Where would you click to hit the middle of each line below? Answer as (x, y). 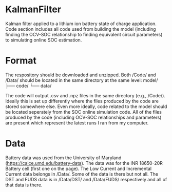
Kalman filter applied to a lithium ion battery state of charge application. (81, 24)
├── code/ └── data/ (28, 86)
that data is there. (24, 185)
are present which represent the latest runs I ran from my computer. (77, 123)
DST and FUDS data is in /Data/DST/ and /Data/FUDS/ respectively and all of (86, 179)
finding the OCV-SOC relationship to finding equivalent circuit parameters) (84, 34)
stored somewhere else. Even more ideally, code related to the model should (86, 106)
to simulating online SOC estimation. (44, 40)
